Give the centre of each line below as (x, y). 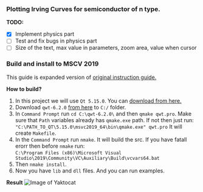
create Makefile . (36, 133)
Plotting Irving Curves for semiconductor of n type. (83, 9)
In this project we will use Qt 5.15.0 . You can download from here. (98, 101)
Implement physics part (45, 34)
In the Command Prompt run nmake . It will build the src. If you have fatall (101, 139)
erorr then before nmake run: (50, 146)
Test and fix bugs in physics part (56, 41)
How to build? (24, 89)
